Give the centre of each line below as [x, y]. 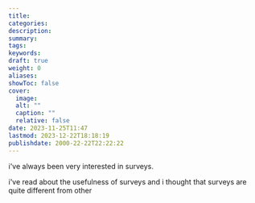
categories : [28, 23]
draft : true [28, 61]
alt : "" [29, 106]
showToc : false [34, 83]
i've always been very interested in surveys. [81, 166]
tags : [17, 46]
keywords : [25, 53]
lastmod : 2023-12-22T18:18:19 [59, 135]
